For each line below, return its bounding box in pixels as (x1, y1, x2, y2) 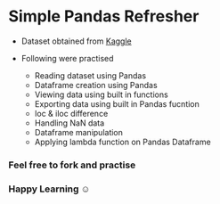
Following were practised (20, 53, 114, 63)
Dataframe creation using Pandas (34, 79, 158, 90)
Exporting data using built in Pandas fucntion (34, 98, 200, 109)
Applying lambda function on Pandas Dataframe (34, 136, 211, 147)
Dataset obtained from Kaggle (20, 36, 132, 46)
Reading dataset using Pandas (34, 69, 147, 81)
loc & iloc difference (34, 108, 109, 118)
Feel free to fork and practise (8, 159, 136, 171)
